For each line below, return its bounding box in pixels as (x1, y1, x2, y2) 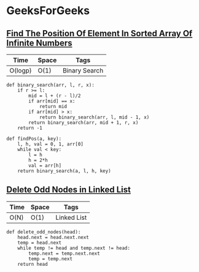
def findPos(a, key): (6, 136, 62, 142)
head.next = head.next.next (17, 234, 89, 240)
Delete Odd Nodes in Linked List (6, 185, 131, 195)
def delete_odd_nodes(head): (6, 228, 81, 235)
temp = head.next (17, 239, 62, 246)
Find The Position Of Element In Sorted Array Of (6, 28, 193, 39)
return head (17, 261, 48, 267)
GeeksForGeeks (6, 4, 90, 18)
